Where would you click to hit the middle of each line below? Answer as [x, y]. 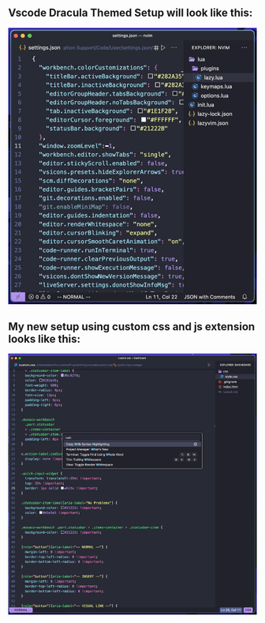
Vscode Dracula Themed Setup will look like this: [131, 13]
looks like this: [45, 339]
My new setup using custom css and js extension [132, 327]
